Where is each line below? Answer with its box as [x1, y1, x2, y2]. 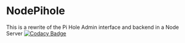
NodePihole [6, 4, 66, 18]
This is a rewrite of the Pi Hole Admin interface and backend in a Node [6, 24, 179, 31]
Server [6, 29, 23, 37]
